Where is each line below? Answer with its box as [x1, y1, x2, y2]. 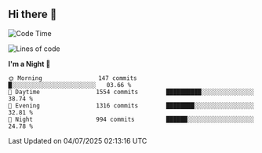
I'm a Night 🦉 [8, 59, 51, 68]
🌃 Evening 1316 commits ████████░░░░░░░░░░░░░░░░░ [8, 101, 255, 110]
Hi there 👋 [8, 8, 57, 21]
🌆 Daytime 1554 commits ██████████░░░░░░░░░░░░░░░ [8, 88, 255, 96]
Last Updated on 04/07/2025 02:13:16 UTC [8, 136, 147, 145]
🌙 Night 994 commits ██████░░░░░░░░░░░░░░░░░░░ [8, 115, 255, 123]
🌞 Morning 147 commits [8, 74, 137, 82]
